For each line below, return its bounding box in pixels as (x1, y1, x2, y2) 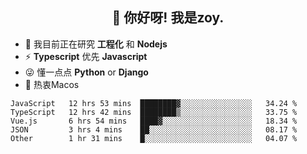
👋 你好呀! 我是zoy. (111, 9, 225, 27)
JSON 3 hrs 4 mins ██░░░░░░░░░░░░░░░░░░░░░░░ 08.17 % (10, 124, 298, 135)
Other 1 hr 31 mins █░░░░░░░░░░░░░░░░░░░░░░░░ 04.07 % (10, 133, 298, 143)
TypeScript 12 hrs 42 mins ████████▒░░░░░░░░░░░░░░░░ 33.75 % (10, 107, 298, 117)
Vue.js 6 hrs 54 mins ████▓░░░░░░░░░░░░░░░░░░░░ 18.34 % (10, 116, 298, 126)
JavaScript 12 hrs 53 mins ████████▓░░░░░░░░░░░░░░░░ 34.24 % (10, 98, 298, 108)
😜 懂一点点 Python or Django (24, 66, 149, 78)
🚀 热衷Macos (24, 78, 80, 90)
